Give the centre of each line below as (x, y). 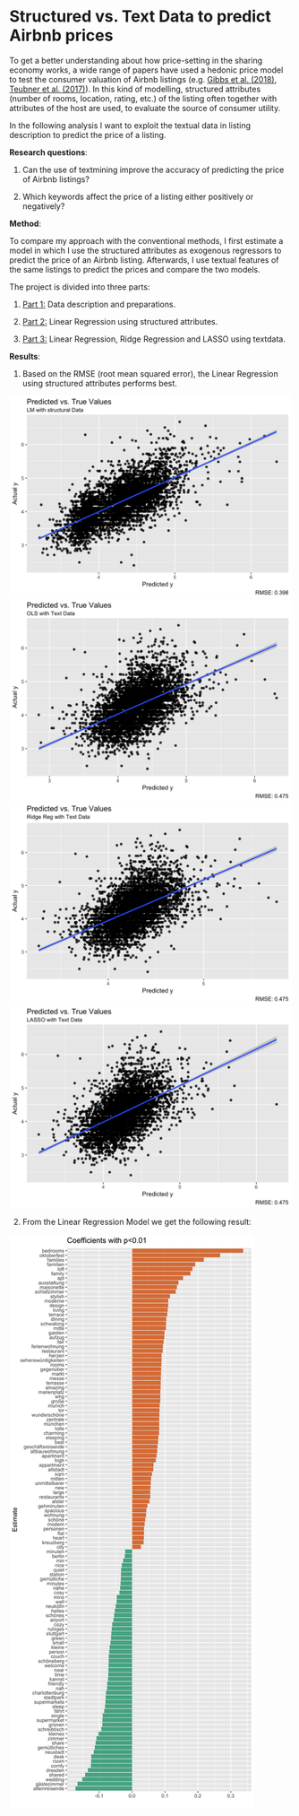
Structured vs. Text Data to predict (140, 17)
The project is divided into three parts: (80, 287)
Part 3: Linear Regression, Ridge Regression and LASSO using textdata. (154, 339)
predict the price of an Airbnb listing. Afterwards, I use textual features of (144, 260)
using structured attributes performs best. (99, 383)
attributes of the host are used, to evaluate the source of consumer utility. (145, 108)
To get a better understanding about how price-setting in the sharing (136, 60)
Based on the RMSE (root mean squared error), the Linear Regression (150, 373)
